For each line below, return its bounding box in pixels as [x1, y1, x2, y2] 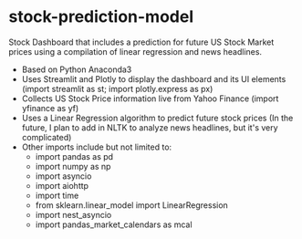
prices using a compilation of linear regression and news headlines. [8, 46, 262, 57]
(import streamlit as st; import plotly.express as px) [21, 83, 213, 94]
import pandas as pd [35, 151, 114, 161]
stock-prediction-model [8, 6, 193, 27]
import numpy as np [35, 161, 111, 171]
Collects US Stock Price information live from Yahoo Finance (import [21, 93, 279, 104]
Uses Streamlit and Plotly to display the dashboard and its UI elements [21, 73, 286, 84]
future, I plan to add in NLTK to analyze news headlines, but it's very [21, 121, 279, 133]
